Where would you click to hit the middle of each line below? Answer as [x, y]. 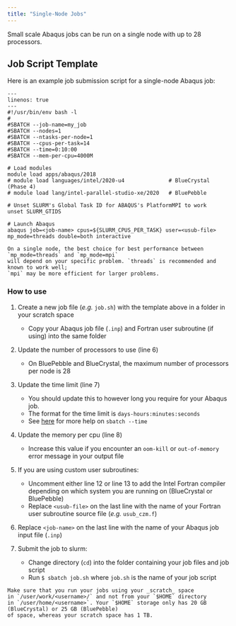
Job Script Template [53, 64]
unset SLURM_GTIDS [34, 212]
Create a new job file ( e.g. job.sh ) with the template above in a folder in [121, 307]
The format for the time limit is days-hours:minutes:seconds [114, 413]
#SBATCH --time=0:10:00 [42, 150]
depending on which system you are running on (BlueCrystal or [120, 491]
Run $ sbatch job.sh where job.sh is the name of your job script [122, 577]
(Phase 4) [22, 187]
